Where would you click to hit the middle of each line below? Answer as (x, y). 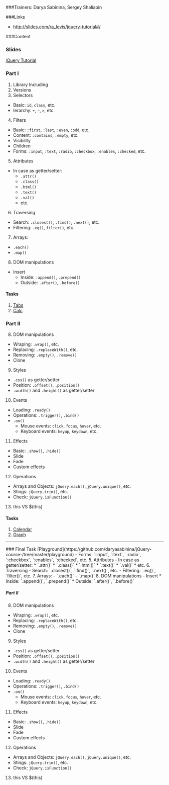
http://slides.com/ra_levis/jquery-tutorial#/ (57, 27)
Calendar (22, 530)
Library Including (30, 84)
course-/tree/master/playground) (40, 555)
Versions (22, 90)
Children (22, 146)
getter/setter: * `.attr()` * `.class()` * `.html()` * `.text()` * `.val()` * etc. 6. (78, 565)
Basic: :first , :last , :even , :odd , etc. (51, 130)
